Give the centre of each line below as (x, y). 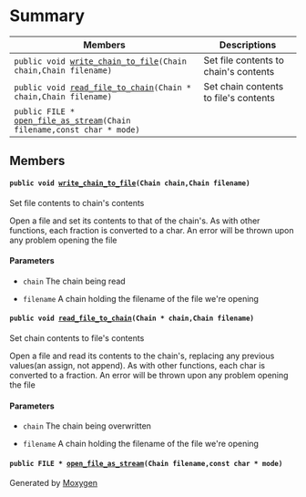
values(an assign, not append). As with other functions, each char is (138, 365)
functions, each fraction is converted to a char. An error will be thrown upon (152, 230)
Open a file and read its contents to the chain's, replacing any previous (142, 356)
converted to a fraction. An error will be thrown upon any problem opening (149, 375)
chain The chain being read (74, 281)
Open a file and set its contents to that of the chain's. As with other (135, 221)
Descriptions (248, 45)
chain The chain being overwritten (87, 426)
